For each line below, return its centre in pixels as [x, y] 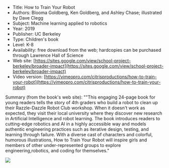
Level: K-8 [23, 45]
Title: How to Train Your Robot [44, 7]
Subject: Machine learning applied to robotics [60, 23]
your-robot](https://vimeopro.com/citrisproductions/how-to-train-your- [87, 82]
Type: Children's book [36, 39]
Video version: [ [29, 77]
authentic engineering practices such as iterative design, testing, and [77, 129]
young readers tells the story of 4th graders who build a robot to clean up [81, 102]
